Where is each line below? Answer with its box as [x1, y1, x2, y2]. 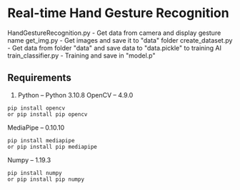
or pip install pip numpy [7, 176, 84, 183]
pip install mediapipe [7, 137, 75, 144]
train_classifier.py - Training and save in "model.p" [7, 51, 156, 60]
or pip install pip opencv [7, 110, 88, 118]
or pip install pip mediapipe [7, 143, 98, 150]
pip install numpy [7, 169, 62, 176]
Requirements [7, 72, 71, 84]
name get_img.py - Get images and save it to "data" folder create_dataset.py [7, 36, 233, 44]
